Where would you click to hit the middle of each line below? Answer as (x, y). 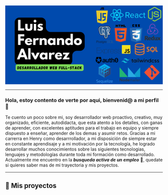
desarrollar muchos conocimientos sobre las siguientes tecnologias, (75, 149)
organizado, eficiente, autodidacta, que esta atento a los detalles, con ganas (84, 122)
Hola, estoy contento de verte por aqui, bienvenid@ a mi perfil (82, 100)
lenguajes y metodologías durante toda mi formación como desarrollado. (80, 154)
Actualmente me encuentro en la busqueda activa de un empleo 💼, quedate (84, 160)
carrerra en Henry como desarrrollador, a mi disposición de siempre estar (81, 138)
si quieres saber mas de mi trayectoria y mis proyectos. (62, 165)
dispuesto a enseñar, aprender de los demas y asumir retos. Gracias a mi (80, 133)
